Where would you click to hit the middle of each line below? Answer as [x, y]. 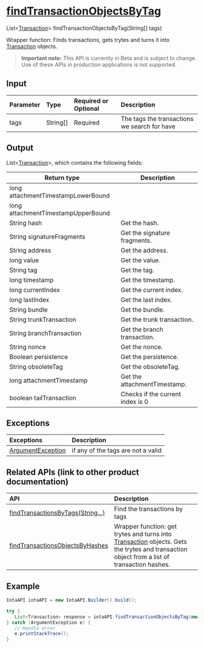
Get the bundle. [143, 310]
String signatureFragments [47, 237]
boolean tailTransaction [43, 398]
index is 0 [134, 402]
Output [20, 148]
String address [30, 250]
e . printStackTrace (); [42, 634]
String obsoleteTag [36, 366]
